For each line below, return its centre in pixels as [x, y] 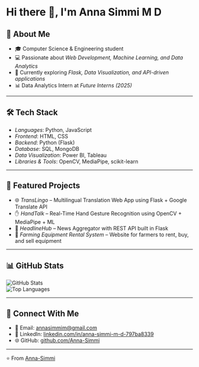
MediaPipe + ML [35, 222]
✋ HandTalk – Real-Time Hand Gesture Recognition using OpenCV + [98, 213]
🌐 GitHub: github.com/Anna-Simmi [57, 340]
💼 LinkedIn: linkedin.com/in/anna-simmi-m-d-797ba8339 [84, 334]
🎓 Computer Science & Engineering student [69, 49]
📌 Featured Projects [43, 186]
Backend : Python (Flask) [45, 143]
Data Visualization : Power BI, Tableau [61, 155]
